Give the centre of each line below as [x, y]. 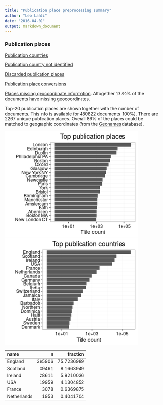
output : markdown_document [33, 26]
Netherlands [20, 396]
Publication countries [27, 55]
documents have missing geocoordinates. [48, 99]
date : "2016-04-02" [25, 21]
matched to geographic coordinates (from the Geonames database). [75, 124]
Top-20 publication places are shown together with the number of [72, 108]
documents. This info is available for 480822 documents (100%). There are [81, 114]
